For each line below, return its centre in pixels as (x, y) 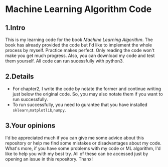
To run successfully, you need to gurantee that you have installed (80, 104)
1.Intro (15, 28)
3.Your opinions (30, 126)
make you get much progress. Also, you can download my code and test (80, 55)
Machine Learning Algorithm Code (78, 9)
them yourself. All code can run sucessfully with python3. (65, 61)
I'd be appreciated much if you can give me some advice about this (75, 137)
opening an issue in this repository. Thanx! (49, 159)
